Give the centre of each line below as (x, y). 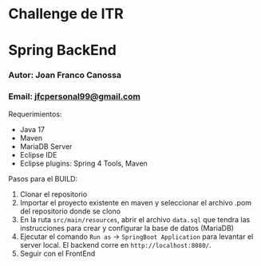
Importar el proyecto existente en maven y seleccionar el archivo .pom (135, 202)
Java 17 (32, 129)
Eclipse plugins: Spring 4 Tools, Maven (83, 163)
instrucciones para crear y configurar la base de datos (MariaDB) (127, 228)
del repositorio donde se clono (70, 211)
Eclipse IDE (38, 155)
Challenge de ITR (66, 14)
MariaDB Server (46, 146)
